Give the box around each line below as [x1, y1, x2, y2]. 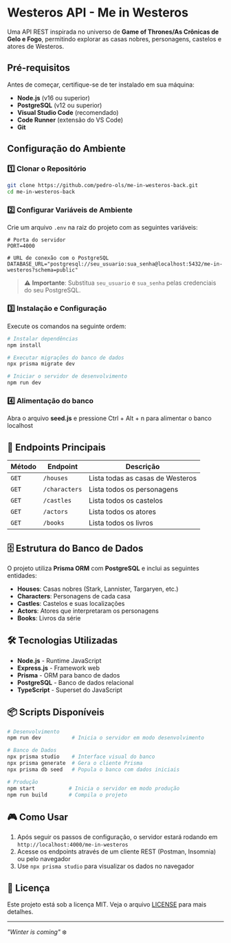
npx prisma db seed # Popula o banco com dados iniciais [7, 766, 180, 773]
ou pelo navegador [16, 855, 71, 863]
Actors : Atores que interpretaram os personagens [16, 607, 159, 615]
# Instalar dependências [7, 335, 78, 342]
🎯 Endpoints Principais [7, 442, 107, 453]
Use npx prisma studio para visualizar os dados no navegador [16, 862, 195, 871]
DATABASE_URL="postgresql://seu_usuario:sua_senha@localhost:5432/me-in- [7, 261, 223, 268]
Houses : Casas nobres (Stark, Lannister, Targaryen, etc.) [16, 585, 179, 593]
